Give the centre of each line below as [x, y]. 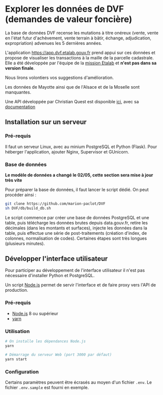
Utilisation [18, 331]
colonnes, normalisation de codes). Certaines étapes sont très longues [76, 238]
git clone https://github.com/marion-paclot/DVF [55, 204]
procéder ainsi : [21, 195]
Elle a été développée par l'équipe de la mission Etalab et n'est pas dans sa [81, 63]
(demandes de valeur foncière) [69, 19]
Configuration [22, 372]
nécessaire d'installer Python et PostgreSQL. [50, 276]
